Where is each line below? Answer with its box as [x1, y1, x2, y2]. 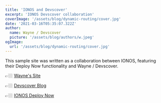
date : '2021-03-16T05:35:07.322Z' [5, 21, 77, 26]
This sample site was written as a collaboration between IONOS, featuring [5, 57, 157, 63]
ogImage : [5, 40, 23, 45]
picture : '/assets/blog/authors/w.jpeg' [9, 35, 94, 40]
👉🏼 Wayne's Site [5, 72, 41, 78]
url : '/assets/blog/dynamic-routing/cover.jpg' [9, 44, 110, 49]
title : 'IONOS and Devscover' [5, 7, 68, 12]
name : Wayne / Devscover [9, 30, 61, 35]
